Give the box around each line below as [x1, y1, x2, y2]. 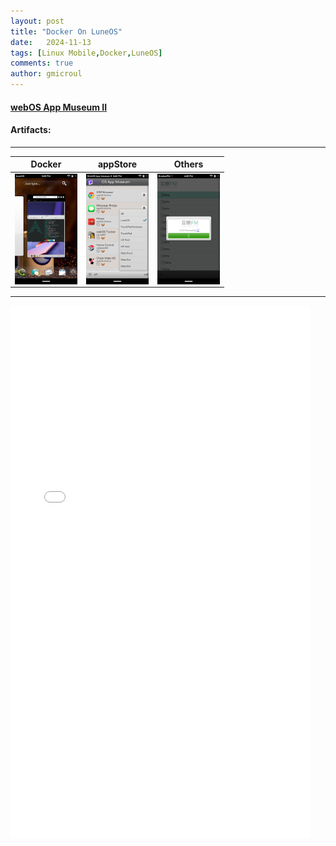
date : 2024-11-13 [10, 37, 92, 47]
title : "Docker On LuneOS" [10, 26, 123, 37]
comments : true [10, 58, 74, 69]
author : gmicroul [10, 69, 83, 79]
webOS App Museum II [10, 101, 108, 113]
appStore [97, 158, 138, 170]
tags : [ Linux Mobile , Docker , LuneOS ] [10, 48, 163, 58]
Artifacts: [10, 124, 52, 136]
